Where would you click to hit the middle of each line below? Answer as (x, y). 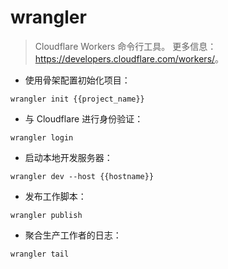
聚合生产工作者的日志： (73, 235)
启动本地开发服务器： (68, 157)
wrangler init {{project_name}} (77, 99)
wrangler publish (46, 215)
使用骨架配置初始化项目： (77, 80)
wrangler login (42, 137)
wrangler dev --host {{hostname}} (82, 176)
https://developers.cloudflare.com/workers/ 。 (129, 58)
